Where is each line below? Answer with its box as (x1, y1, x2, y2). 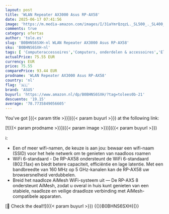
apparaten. (39, 193, 62, 199)
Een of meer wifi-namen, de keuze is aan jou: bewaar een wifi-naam (12, 145, 154, 151)
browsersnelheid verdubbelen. (12, 172, 76, 178)
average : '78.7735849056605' (5, 101, 66, 106)
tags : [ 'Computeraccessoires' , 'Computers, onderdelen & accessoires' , (5, 49, 158, 55)
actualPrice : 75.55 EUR (5, 54, 55, 60)
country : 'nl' (5, 78, 35, 83)
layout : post (5, 7, 33, 13)
